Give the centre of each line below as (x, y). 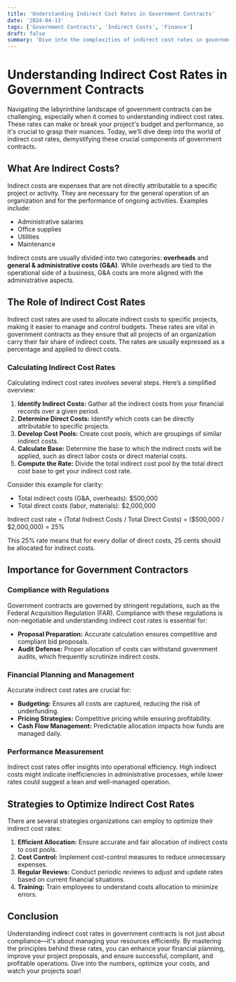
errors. (27, 895)
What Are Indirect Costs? (64, 168)
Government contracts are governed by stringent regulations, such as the (113, 605)
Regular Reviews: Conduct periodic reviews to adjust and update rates (120, 872)
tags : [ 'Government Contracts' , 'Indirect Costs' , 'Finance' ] (100, 27)
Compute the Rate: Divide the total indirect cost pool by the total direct (120, 463)
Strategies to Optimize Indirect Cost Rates (101, 804)
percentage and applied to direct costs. (64, 349)
